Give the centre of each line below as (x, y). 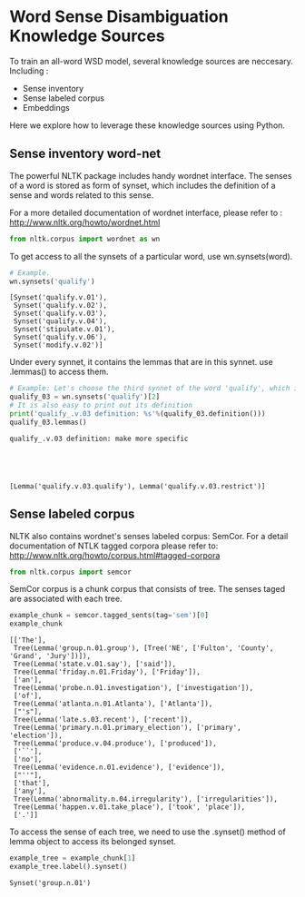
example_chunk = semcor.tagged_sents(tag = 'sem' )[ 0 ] (109, 616)
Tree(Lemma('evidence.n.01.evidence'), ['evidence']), (119, 768)
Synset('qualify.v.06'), (60, 338)
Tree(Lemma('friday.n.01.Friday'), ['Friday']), (107, 672)
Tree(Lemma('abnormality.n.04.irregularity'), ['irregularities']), (146, 799)
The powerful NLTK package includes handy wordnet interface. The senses (151, 175)
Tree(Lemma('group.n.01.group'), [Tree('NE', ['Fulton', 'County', (143, 648)
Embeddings (46, 107)
